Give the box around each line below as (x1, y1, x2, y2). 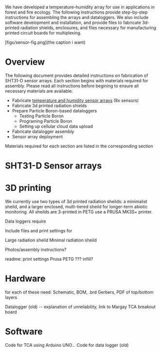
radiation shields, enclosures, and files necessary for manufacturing (20, 25, 157, 31)
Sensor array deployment (12, 133, 63, 139)
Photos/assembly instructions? (5, 247, 67, 253)
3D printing (5, 183, 52, 194)
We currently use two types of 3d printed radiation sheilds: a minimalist (5, 199, 147, 204)
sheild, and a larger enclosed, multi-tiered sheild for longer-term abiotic (5, 204, 148, 210)
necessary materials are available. (5, 88, 73, 94)
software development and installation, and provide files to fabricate (5, 19, 142, 25)
